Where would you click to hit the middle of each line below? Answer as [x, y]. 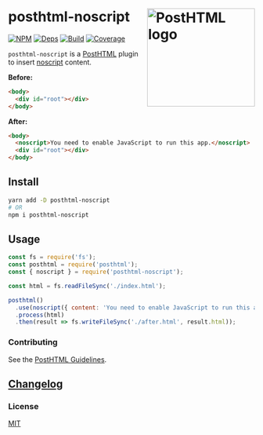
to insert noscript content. [50, 62]
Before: [20, 77]
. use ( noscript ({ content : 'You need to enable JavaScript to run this [133, 307]
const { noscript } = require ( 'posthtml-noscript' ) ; [96, 272]
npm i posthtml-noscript [49, 215]
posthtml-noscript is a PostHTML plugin [73, 53]
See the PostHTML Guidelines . [58, 359]
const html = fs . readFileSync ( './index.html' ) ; [87, 286]
